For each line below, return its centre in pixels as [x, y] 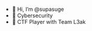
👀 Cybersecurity [32, 15]
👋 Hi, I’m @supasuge [38, 9]
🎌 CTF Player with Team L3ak [49, 22]
